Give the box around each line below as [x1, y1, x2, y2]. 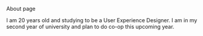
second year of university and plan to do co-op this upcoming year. [6, 23, 175, 30]
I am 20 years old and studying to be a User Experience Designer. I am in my [6, 17, 198, 23]
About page [6, 5, 36, 12]
